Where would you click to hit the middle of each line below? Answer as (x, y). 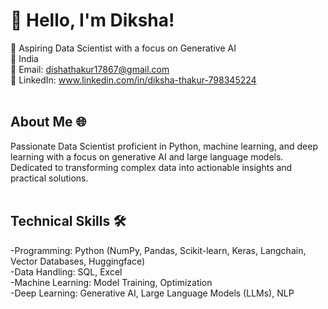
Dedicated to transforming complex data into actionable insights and (151, 167)
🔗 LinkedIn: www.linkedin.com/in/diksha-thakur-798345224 (133, 80)
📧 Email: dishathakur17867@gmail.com (90, 69)
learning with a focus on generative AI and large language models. (147, 156)
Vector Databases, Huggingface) (78, 261)
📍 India (24, 58)
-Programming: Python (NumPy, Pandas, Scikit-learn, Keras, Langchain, (158, 250)
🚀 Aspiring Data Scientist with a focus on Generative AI (123, 48)
